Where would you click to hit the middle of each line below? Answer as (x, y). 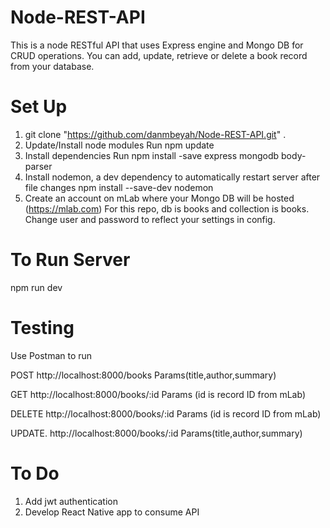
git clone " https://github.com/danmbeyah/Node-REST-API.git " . (155, 134)
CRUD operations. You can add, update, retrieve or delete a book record (159, 55)
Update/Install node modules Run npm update (119, 145)
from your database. (52, 66)
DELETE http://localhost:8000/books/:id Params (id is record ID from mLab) (166, 413)
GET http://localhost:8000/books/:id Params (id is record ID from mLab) (158, 394)
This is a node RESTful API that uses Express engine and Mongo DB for (157, 45)
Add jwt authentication (71, 501)
